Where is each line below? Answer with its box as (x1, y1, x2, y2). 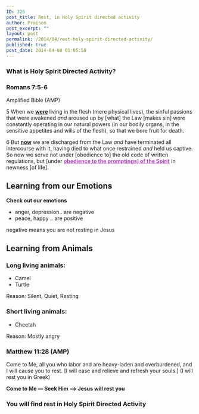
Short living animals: (6, 308, 67, 316)
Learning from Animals (6, 243, 94, 253)
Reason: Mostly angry (6, 333, 60, 340)
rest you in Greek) (6, 374, 51, 381)
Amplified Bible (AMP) (6, 96, 61, 103)
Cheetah (14, 321, 36, 328)
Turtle (14, 281, 30, 288)
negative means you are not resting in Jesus (6, 226, 115, 233)
